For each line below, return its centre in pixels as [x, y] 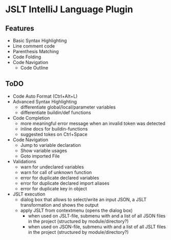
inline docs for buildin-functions [54, 128]
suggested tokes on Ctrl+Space [54, 134]
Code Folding [27, 57]
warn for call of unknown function [56, 172]
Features [20, 28]
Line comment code [34, 46]
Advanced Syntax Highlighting [45, 101]
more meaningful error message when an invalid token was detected [93, 123]
